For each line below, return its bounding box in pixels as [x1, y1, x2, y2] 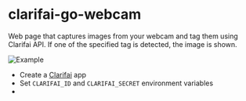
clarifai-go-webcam [8, 5, 142, 23]
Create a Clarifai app [19, 70, 87, 79]
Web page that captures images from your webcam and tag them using [8, 31, 239, 41]
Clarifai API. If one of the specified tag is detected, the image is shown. [8, 39, 237, 49]
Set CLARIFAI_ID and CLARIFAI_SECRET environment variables [19, 78, 214, 88]
